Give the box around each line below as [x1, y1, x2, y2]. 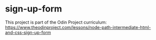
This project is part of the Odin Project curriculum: [5, 19, 107, 25]
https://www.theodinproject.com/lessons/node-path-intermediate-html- [5, 24, 151, 30]
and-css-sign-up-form [5, 29, 51, 35]
